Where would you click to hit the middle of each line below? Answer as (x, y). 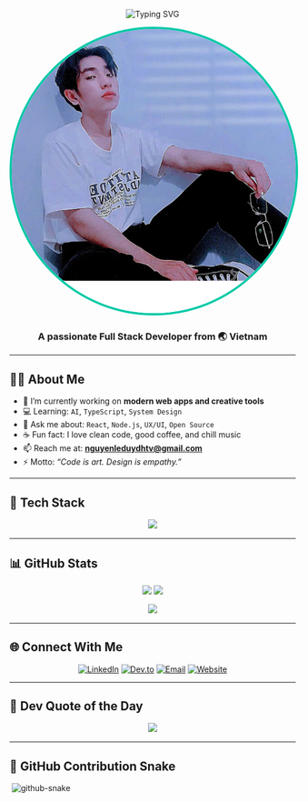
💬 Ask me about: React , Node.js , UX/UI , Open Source (119, 425)
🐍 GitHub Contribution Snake (93, 766)
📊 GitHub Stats (54, 564)
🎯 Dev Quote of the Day (76, 706)
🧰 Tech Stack (47, 502)
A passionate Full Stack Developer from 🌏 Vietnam (153, 336)
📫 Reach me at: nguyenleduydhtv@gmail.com (112, 448)
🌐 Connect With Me (66, 647)
